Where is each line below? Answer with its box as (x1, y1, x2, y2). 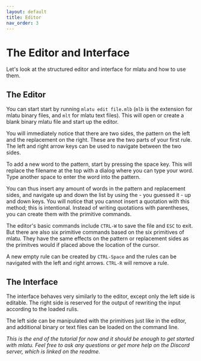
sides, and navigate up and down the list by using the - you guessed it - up (6, 192, 191, 199)
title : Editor (6, 14, 42, 20)
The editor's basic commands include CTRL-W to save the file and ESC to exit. (6, 222, 193, 229)
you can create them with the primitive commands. (6, 211, 132, 218)
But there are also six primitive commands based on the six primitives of (6, 229, 185, 236)
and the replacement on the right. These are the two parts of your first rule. (6, 136, 192, 144)
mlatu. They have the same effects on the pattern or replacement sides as (6, 235, 189, 242)
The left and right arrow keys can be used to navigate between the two (6, 142, 182, 150)
